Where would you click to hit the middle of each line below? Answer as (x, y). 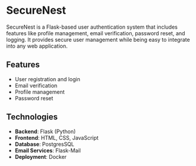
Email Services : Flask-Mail (48, 150)
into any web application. (37, 46)
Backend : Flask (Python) (45, 131)
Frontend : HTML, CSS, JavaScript (57, 137)
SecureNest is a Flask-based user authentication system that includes (92, 27)
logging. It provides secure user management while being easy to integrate (98, 39)
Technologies (32, 117)
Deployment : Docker (41, 156)
